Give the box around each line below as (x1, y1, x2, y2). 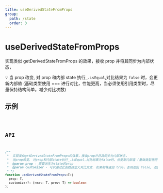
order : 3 (9, 20, 27, 26)
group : (5, 12, 18, 16)
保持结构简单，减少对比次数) (9, 87, 66, 93)
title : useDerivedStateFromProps (5, 7, 73, 12)
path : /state (9, 16, 36, 21)
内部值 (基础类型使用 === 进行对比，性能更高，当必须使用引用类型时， (9, 80, 150, 86)
